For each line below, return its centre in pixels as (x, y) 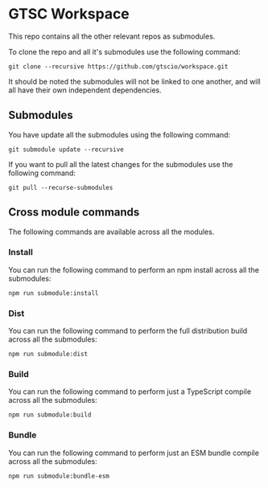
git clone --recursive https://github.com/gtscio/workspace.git (118, 66)
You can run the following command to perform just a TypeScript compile (130, 392)
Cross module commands (74, 213)
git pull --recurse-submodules (61, 187)
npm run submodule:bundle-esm (59, 476)
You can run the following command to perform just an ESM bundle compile (134, 453)
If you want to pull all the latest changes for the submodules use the (121, 164)
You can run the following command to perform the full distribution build (128, 331)
